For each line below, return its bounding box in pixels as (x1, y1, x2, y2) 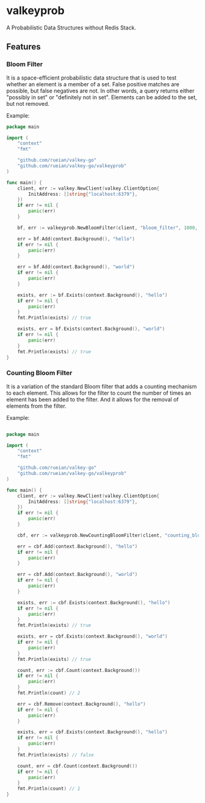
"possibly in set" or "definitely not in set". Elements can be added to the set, (6, 93, 197, 101)
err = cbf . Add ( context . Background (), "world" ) (17, 572, 138, 578)
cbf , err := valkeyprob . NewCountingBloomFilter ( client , (17, 532, 163, 539)
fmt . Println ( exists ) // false (17, 752, 95, 758)
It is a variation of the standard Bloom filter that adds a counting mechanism (6, 383, 197, 390)
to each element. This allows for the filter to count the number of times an (6, 389, 192, 397)
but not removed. (6, 100, 50, 107)
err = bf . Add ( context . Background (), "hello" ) (17, 236, 135, 242)
